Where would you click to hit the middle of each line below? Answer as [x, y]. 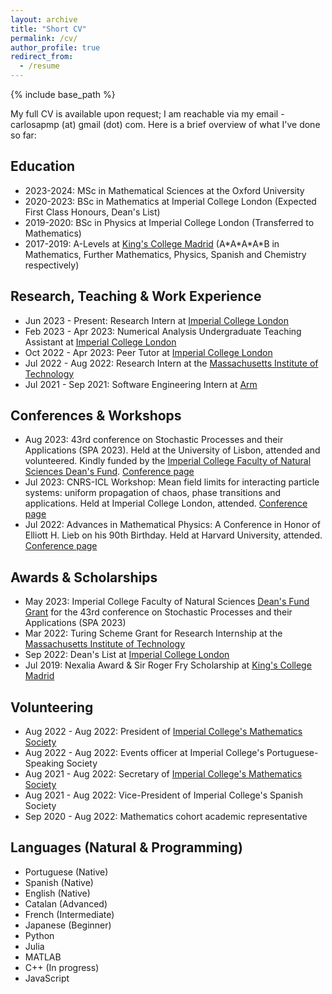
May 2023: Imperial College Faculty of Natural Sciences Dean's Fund [167, 602]
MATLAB [43, 957]
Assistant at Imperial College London [100, 342]
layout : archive [44, 19]
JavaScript [47, 978]
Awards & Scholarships [84, 577]
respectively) [52, 265]
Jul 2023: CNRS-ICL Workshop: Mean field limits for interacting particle [172, 482]
